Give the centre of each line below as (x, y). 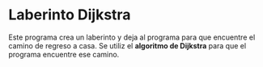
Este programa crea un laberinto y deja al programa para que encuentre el (132, 37)
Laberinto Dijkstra (70, 15)
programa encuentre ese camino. (64, 54)
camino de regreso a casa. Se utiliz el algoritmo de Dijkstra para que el (127, 45)
